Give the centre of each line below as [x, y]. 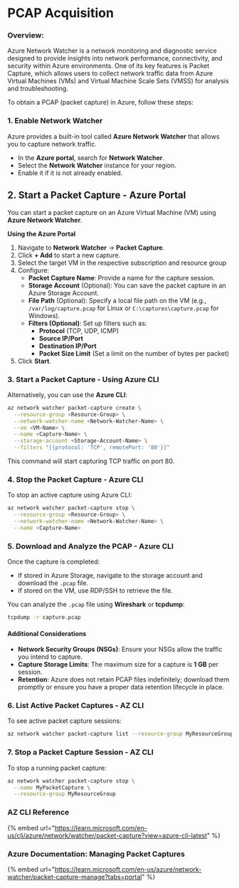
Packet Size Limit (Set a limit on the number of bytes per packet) [134, 353]
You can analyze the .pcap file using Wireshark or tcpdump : [96, 604]
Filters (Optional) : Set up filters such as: [87, 323]
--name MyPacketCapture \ [52, 788]
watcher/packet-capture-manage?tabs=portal [75, 877]
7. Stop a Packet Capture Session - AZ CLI [81, 752]
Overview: [26, 36]
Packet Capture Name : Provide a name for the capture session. [122, 277]
